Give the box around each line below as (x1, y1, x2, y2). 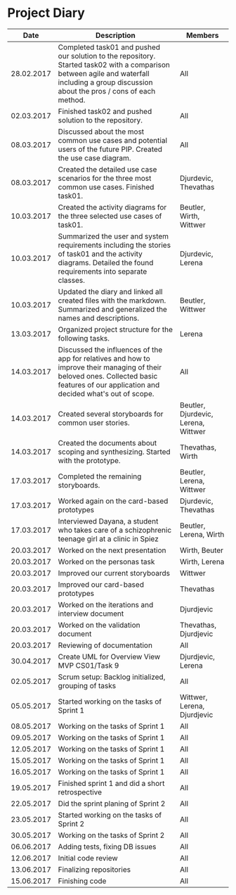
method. (58, 95, 86, 105)
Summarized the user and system (58, 231, 169, 241)
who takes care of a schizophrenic (58, 525, 172, 535)
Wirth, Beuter (179, 545, 223, 555)
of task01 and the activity (58, 248, 143, 258)
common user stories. (58, 417, 130, 427)
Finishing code (58, 876, 107, 886)
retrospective (58, 787, 103, 796)
